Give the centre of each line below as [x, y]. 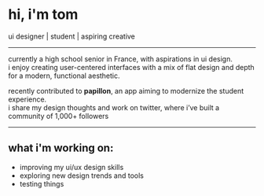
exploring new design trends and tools [81, 176]
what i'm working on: [61, 148]
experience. [27, 99]
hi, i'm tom [43, 15]
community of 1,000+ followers [59, 116]
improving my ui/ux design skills [71, 167]
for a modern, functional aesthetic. [64, 76]
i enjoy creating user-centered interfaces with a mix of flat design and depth [132, 67]
